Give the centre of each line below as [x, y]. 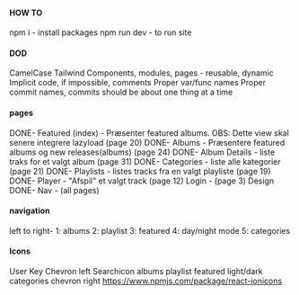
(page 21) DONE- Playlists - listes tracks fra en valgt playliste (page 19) [140, 171]
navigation [30, 210]
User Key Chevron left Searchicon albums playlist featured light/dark [136, 272]
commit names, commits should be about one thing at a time [121, 92]
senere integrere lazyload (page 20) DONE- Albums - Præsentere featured [147, 142]
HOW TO [26, 13]
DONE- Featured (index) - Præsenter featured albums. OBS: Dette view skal [149, 133]
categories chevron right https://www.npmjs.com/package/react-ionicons [146, 281]
